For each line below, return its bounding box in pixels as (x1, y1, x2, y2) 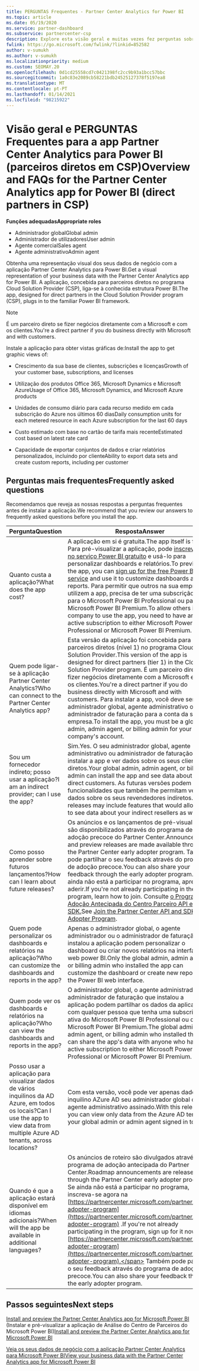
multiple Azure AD (9, 1129, 60, 1137)
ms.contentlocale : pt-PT (6, 86, 68, 92)
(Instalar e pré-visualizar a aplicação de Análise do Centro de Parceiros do (6, 1322, 188, 1329)
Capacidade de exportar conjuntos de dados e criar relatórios (14, 446, 166, 453)
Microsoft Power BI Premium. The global (68, 1023, 178, 1031)
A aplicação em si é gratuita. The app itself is (68, 537, 191, 546)
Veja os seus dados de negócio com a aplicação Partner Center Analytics (6, 1346, 185, 1353)
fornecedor (9, 760, 40, 769)
